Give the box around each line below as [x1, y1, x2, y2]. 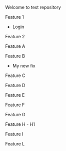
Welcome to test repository [5, 5, 61, 10]
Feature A [5, 43, 25, 49]
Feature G [5, 112, 26, 117]
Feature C [5, 72, 26, 79]
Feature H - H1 [5, 121, 35, 127]
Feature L [5, 141, 25, 146]
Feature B [5, 53, 25, 59]
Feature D [5, 83, 25, 88]
